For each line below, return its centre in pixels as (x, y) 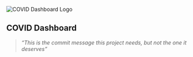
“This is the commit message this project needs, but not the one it (104, 43)
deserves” (34, 49)
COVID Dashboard (42, 28)
